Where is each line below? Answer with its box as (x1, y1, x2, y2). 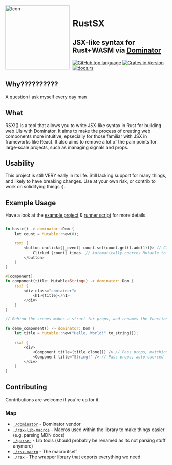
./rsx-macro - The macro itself (12, 449, 77, 455)
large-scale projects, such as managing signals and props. (5, 144, 129, 150)
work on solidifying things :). (5, 184, 66, 190)
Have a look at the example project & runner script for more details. (5, 212, 147, 218)
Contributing (5, 383, 47, 391)
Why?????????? (5, 80, 58, 89)
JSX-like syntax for (72, 38, 135, 47)
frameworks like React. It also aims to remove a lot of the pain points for (5, 138, 157, 145)
